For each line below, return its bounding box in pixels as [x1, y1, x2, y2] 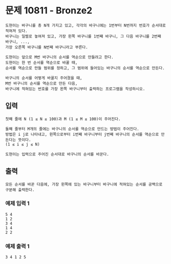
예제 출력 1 [5, 242, 30, 250]
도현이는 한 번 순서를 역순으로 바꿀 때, [5, 60, 78, 65]
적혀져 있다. [5, 28, 28, 33]
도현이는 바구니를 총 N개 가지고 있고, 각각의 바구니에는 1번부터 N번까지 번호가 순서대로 [5, 23, 166, 28]
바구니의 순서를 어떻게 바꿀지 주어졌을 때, [5, 75, 82, 80]
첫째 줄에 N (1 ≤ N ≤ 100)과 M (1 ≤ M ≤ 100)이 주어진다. [5, 116, 121, 121]
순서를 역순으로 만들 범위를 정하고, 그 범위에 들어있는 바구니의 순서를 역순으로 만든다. [5, 65, 165, 71]
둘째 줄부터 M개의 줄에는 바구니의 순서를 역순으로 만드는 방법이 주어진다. [5, 126, 139, 131]
